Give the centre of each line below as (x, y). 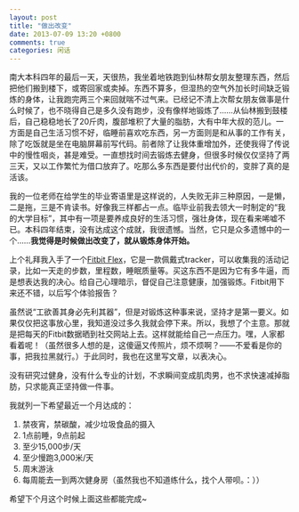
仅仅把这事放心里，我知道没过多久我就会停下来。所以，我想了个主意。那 (149, 323)
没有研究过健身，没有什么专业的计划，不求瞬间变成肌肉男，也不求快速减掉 (145, 376)
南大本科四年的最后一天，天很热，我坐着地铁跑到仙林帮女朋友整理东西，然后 (149, 77)
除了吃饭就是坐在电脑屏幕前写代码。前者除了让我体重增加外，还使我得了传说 (149, 144)
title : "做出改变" (41, 26)
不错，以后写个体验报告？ (71, 293)
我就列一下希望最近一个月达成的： (72, 405)
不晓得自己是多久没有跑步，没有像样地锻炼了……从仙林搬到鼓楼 (172, 110)
